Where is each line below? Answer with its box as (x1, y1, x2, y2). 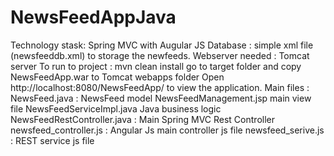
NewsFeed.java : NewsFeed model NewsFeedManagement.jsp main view (10, 92, 312, 104)
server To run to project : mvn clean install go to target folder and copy (10, 60, 302, 72)
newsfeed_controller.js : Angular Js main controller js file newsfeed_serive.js (10, 124, 325, 136)
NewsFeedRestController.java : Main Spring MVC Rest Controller (10, 113, 275, 125)
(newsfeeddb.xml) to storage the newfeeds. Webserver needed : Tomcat (10, 49, 310, 61)
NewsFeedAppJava (10, 6, 177, 29)
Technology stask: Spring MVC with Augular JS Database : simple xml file (10, 39, 314, 51)
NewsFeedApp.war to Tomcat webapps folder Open (10, 71, 225, 83)
